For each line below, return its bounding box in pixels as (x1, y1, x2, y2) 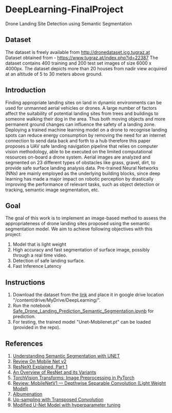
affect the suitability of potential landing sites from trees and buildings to (5, 110, 159, 116)
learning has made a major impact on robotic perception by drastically (5, 175, 154, 182)
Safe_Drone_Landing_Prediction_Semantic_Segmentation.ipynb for (12, 308, 154, 314)
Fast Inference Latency (12, 263, 62, 269)
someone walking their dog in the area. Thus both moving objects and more (5, 115, 166, 122)
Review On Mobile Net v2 (12, 358, 67, 364)
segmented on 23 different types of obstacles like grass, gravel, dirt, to (5, 159, 156, 165)
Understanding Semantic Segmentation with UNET (12, 353, 120, 359)
